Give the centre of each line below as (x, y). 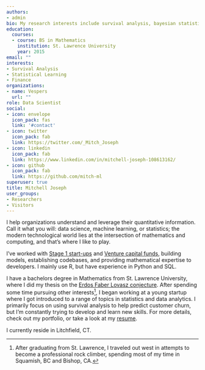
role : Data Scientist (34, 103)
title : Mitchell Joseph (37, 188)
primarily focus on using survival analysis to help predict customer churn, (99, 305)
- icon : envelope (28, 114)
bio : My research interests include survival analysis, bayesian (91, 23)
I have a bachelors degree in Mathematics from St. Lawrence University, (97, 278)
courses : (23, 35)
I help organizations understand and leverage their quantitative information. (101, 222)
